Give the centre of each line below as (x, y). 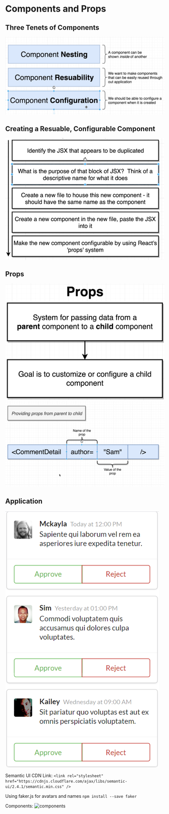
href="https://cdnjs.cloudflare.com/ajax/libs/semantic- (66, 782)
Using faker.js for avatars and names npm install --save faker (71, 796)
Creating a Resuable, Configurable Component (80, 129)
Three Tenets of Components (52, 28)
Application (24, 501)
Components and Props (56, 9)
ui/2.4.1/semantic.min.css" (35, 787)
